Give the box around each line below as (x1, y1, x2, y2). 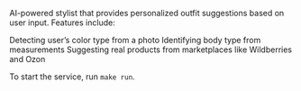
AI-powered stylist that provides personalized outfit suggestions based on (9, 8, 285, 18)
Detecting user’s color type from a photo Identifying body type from (9, 35, 261, 45)
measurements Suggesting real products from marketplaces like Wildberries (9, 44, 293, 55)
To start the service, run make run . (9, 71, 135, 82)
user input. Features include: (9, 17, 115, 28)
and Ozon (9, 54, 46, 64)
